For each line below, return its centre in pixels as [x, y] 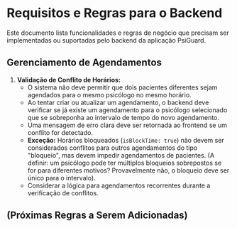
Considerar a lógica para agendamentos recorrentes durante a [119, 185]
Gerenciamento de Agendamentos [84, 63]
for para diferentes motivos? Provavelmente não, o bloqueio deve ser [128, 170]
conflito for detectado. [60, 132]
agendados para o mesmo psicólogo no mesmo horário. [110, 94]
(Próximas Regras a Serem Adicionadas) [98, 216]
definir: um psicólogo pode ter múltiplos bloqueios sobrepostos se [125, 163]
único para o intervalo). [62, 178]
